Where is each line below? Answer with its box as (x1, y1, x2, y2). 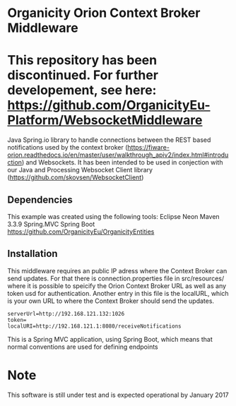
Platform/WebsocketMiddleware (7, 112, 203, 129)
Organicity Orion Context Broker (7, 5, 201, 21)
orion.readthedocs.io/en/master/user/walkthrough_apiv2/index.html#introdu (7, 150, 229, 160)
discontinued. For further (7, 67, 159, 83)
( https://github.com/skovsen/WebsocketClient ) (7, 173, 144, 181)
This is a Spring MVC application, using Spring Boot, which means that (7, 335, 213, 343)
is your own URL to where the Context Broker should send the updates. (7, 297, 214, 305)
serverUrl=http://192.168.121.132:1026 (7, 310, 125, 317)
